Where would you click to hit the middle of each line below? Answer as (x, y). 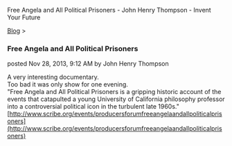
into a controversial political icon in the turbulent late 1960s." (93, 107)
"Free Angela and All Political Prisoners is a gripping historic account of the (114, 92)
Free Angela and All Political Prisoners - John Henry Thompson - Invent (109, 10)
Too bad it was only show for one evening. (68, 84)
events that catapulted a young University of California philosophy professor (116, 99)
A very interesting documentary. (53, 77)
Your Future (24, 17)
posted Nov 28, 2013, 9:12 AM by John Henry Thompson (88, 64)
